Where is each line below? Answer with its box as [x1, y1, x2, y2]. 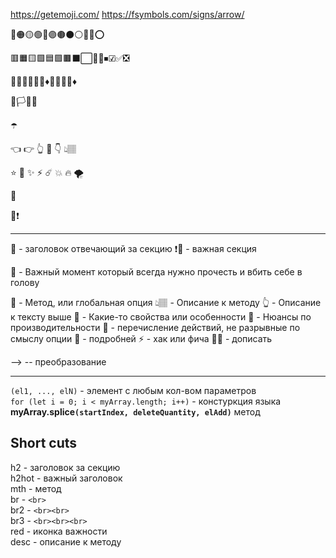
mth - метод [10, 482, 62, 494]
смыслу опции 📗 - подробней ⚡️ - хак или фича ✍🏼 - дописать [10, 333, 273, 344]
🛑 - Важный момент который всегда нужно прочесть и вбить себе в [10, 266, 303, 278]
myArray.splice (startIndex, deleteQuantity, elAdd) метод [10, 406, 261, 418]
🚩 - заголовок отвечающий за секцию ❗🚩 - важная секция [10, 243, 257, 254]
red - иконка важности [10, 525, 108, 537]
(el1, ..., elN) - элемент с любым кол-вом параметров [10, 385, 257, 396]
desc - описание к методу [10, 535, 122, 548]
